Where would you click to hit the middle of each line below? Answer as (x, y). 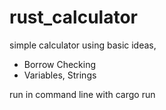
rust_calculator (73, 17)
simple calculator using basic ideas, (83, 45)
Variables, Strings (60, 75)
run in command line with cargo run (82, 94)
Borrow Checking (60, 64)
